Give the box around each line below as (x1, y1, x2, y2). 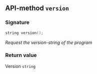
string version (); (5, 30, 43, 35)
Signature (5, 19, 30, 26)
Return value (5, 52, 37, 59)
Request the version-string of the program (5, 39, 92, 45)
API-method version (5, 4, 69, 12)
